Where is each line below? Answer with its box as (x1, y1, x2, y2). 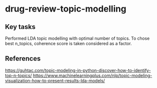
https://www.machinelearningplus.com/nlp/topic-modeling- (33, 73, 152, 78)
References (5, 55, 41, 63)
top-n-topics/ (5, 73, 32, 78)
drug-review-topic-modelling (5, 3, 126, 15)
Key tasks (5, 23, 35, 31)
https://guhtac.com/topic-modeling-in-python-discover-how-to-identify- (5, 67, 151, 73)
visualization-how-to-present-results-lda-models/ (5, 77, 105, 83)
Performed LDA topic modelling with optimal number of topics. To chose (5, 35, 150, 41)
